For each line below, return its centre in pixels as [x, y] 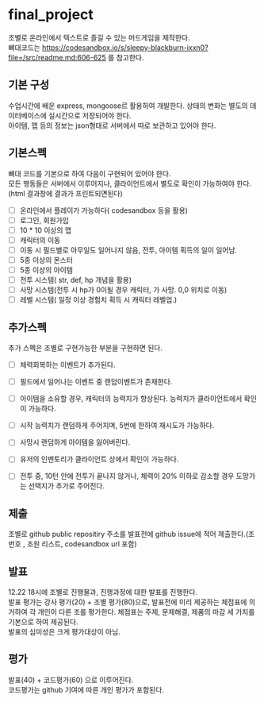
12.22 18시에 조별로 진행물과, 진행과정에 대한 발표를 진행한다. [103, 592]
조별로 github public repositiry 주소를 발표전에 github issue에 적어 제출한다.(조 [132, 534]
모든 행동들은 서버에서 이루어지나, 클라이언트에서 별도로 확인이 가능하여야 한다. [130, 183]
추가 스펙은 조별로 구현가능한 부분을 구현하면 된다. [86, 348]
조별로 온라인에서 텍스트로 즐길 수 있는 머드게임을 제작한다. [99, 37]
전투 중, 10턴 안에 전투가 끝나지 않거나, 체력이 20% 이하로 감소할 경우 [127, 476]
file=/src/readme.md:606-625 [57, 57]
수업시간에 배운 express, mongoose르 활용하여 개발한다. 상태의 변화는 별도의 [128, 106]
